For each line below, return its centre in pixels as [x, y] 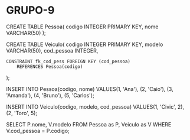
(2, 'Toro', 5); [22, 113]
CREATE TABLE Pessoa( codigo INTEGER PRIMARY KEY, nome [82, 27]
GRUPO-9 [30, 10]
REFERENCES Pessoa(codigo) [50, 66]
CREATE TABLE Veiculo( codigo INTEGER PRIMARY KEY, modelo [85, 44]
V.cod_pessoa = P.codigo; [38, 131]
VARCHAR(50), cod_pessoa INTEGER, [52, 50]
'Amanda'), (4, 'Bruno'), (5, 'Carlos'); [50, 95]
